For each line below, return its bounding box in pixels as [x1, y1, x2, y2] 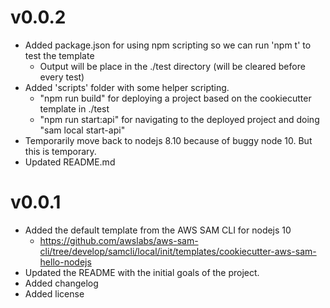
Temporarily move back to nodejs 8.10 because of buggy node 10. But [24, 134, 313, 146]
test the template [24, 49, 95, 61]
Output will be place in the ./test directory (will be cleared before [39, 60, 306, 72]
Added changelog [24, 277, 99, 289]
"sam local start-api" [39, 124, 126, 136]
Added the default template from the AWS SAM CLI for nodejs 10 [24, 224, 292, 236]
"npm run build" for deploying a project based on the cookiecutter [39, 92, 312, 104]
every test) [39, 71, 85, 83]
